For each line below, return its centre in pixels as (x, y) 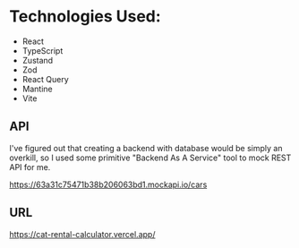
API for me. (30, 167)
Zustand (38, 60)
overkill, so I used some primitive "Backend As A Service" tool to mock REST (150, 158)
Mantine (37, 89)
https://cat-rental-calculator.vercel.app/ (82, 234)
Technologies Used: (85, 17)
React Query (45, 79)
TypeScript (43, 50)
